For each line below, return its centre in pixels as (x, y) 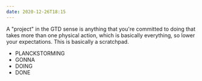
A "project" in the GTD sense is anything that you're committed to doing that (101, 29)
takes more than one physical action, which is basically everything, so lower (101, 35)
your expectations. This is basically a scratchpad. (68, 41)
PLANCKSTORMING (40, 53)
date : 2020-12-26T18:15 (36, 12)
